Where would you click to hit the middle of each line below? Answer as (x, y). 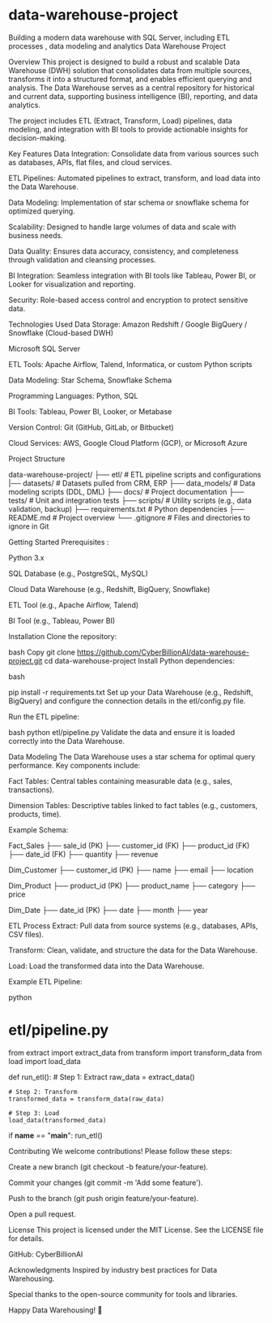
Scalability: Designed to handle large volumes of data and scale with (122, 227)
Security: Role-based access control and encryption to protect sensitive (128, 300)
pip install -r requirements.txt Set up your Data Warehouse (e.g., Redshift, (131, 692)
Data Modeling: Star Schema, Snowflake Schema (90, 380)
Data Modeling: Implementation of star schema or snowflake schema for (129, 202)
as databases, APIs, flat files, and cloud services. (90, 162)
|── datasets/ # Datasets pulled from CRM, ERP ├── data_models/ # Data (132, 483)
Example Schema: (38, 829)
